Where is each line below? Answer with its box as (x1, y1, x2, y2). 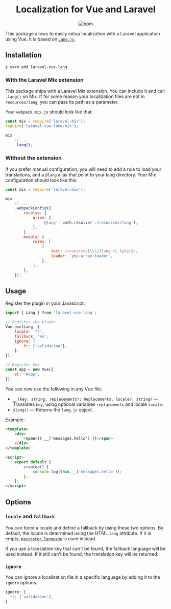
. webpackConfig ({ (14, 206, 52, 211)
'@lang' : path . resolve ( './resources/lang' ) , (41, 220, 138, 225)
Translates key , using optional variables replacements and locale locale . (12, 401, 163, 407)
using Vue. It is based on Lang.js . (5, 36, 76, 42)
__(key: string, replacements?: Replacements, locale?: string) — (12, 396, 158, 402)
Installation (5, 51, 42, 60)
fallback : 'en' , (14, 333, 50, 339)
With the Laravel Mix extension (5, 76, 84, 83)
